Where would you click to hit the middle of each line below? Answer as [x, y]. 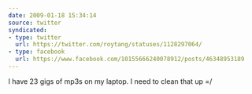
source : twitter [35, 23]
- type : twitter [35, 37]
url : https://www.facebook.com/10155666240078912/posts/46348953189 [130, 60]
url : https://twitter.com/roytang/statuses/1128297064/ [109, 45]
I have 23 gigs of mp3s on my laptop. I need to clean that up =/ [110, 81]
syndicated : [28, 30]
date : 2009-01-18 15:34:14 [52, 15]
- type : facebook [37, 52]
